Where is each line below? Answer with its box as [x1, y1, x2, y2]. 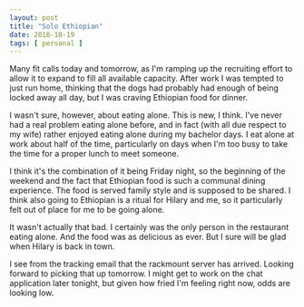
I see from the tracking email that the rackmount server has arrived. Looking [9, 259, 294, 270]
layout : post [9, 13, 59, 23]
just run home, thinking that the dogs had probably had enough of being [9, 82, 279, 93]
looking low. [9, 287, 54, 299]
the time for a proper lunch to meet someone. [9, 149, 180, 159]
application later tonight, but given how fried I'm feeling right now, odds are [9, 278, 290, 289]
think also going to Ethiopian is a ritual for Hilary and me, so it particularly [9, 195, 283, 206]
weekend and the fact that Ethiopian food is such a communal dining [9, 176, 266, 187]
